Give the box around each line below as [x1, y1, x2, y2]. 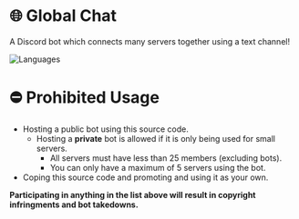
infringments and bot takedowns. [9, 199, 139, 210]
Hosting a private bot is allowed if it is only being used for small [36, 133, 276, 144]
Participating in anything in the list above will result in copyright [9, 189, 256, 200]
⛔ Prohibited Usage [9, 87, 160, 108]
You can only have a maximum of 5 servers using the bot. [49, 162, 266, 173]
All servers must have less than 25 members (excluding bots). [49, 152, 283, 164]
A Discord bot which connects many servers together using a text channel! [9, 35, 290, 46]
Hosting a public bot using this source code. [22, 124, 189, 134]
